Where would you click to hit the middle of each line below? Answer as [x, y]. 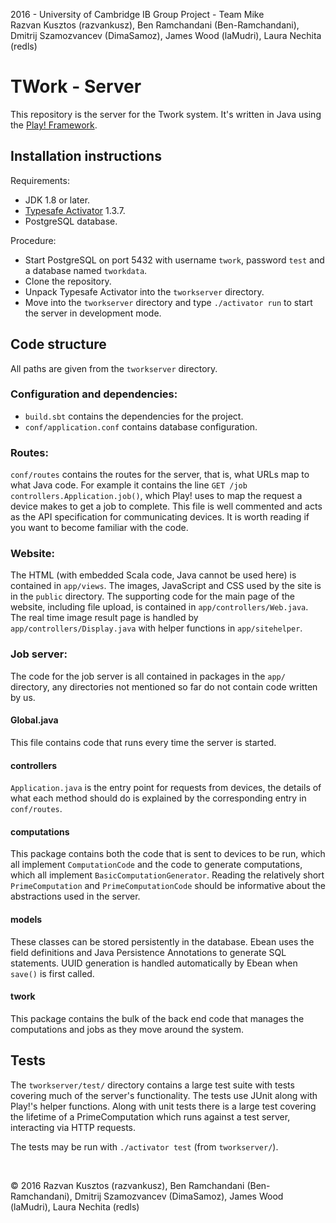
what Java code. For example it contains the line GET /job [129, 485]
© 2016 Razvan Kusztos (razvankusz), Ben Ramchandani [127, 1185]
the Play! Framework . [54, 125]
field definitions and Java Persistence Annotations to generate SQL [148, 952]
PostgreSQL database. [71, 221]
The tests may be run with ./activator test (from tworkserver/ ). [144, 1146]
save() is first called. [52, 973]
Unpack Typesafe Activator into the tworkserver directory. [144, 291]
